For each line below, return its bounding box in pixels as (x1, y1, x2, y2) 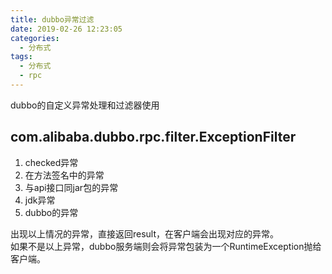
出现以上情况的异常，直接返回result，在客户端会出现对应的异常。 (10, 227, 280, 240)
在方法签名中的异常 (24, 169, 105, 181)
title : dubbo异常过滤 (10, 14, 95, 25)
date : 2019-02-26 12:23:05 (10, 24, 123, 34)
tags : (10, 52, 33, 62)
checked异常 (24, 156, 79, 168)
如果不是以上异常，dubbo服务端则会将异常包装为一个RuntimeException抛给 (10, 240, 322, 252)
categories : (10, 33, 60, 43)
